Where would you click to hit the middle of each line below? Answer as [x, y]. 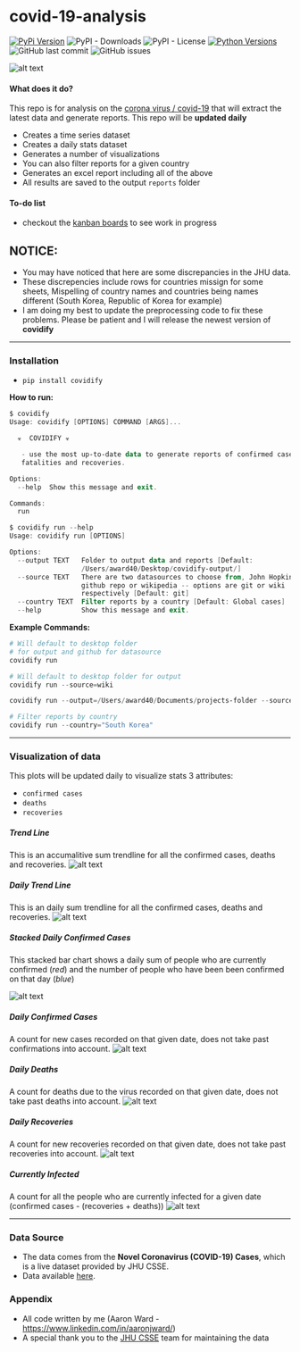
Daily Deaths [34, 1069]
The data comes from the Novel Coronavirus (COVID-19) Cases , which [154, 1257]
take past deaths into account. [65, 1101]
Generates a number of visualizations [91, 154]
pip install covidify [62, 381]
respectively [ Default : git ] [135, 594]
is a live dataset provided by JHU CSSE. [96, 1266]
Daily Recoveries [42, 1122]
